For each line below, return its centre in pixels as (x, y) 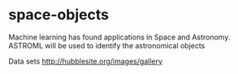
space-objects (59, 15)
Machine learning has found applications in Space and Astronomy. (119, 37)
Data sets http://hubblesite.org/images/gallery (86, 61)
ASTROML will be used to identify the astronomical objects (107, 45)
